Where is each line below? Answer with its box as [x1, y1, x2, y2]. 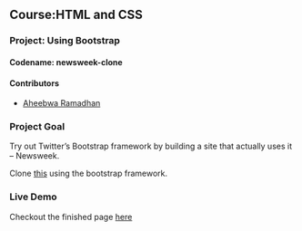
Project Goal [9, 120, 65, 133]
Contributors [9, 77, 60, 89]
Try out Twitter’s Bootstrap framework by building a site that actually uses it [9, 140, 293, 152]
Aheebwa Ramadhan [22, 98, 101, 109]
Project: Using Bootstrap [9, 34, 121, 47]
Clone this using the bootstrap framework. [9, 168, 168, 179]
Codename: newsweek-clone [9, 56, 123, 67]
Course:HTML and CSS [9, 7, 143, 23]
